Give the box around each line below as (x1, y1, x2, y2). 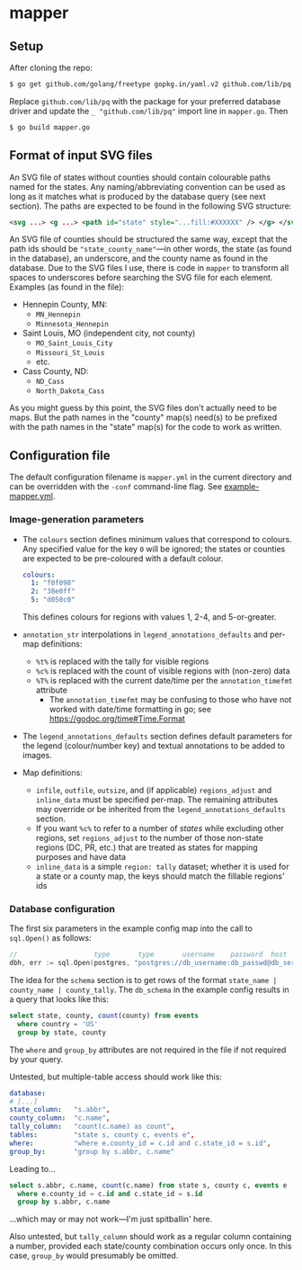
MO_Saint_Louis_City (35, 339, 113, 348)
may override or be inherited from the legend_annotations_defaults (35, 804, 286, 815)
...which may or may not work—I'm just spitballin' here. (9, 1213, 213, 1225)
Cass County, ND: (22, 366, 89, 377)
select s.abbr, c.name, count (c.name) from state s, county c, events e (9, 1181, 288, 1190)
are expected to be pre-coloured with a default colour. (22, 552, 224, 564)
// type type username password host (9, 950, 288, 960)
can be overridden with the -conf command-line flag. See (9, 481, 223, 492)
